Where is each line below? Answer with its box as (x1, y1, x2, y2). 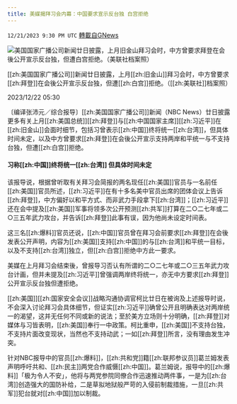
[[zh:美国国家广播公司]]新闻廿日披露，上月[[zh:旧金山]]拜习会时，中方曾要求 (7, 70, 229, 78)
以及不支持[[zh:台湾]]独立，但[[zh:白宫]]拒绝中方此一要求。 (7, 246, 180, 254)
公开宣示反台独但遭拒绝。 (7, 278, 82, 288)
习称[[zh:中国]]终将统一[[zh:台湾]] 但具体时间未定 (7, 160, 152, 169)
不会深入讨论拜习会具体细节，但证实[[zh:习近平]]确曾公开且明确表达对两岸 (7, 302, 224, 311)
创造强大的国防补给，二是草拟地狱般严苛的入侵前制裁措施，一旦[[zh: (18, 380, 218, 388)
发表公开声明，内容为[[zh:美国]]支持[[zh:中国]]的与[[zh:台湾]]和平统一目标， (7, 237, 229, 246)
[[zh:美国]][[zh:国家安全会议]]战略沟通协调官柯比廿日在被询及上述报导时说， (7, 294, 229, 302)
